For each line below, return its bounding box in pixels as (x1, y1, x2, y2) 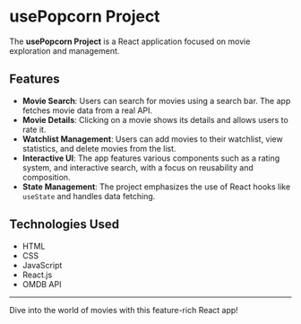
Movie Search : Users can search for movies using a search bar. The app (21, 95, 291, 106)
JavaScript (21, 259, 63, 270)
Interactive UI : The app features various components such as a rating (21, 153, 280, 163)
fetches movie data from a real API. (21, 105, 153, 116)
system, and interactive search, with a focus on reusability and (21, 162, 254, 172)
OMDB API (21, 278, 62, 289)
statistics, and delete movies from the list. (21, 143, 176, 153)
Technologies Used (9, 217, 119, 232)
